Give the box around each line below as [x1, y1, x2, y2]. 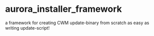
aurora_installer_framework [5, 3, 122, 15]
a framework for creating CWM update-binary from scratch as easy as [5, 20, 150, 26]
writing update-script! [5, 25, 50, 31]
